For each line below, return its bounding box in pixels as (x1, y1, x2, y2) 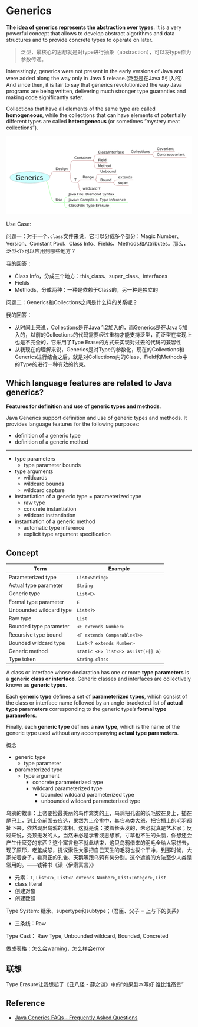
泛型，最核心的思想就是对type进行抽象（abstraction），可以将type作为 (20, 48, 192, 56)
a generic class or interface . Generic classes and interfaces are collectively (6, 675, 192, 682)
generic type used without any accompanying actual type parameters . (6, 729, 179, 736)
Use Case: (6, 220, 31, 227)
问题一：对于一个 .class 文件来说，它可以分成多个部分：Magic (6, 232, 156, 240)
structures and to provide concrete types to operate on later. (6, 36, 153, 43)
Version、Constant (6, 240, 52, 247)
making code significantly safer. (6, 93, 84, 101)
